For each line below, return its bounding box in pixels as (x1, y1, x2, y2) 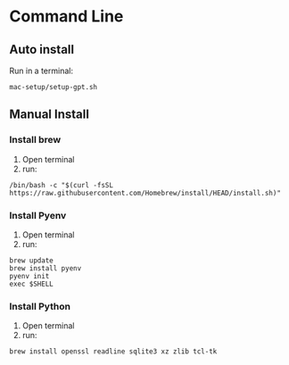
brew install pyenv (9, 263, 82, 273)
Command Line (9, 6, 124, 27)
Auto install (9, 42, 74, 57)
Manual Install (9, 107, 89, 122)
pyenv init (9, 271, 50, 280)
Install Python (9, 300, 71, 312)
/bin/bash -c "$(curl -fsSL (9, 180, 114, 189)
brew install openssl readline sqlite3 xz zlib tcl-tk (9, 347, 218, 356)
